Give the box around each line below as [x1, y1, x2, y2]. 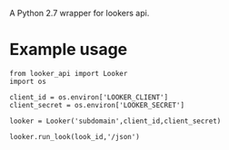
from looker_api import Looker [9, 69, 128, 78]
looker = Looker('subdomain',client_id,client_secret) [9, 117, 222, 126]
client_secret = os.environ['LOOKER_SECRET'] [9, 100, 184, 109]
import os [9, 77, 47, 86]
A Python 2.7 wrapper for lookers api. [9, 8, 150, 18]
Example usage [9, 40, 128, 60]
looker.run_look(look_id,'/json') [9, 132, 141, 141]
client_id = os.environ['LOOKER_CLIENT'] [9, 92, 169, 102]
